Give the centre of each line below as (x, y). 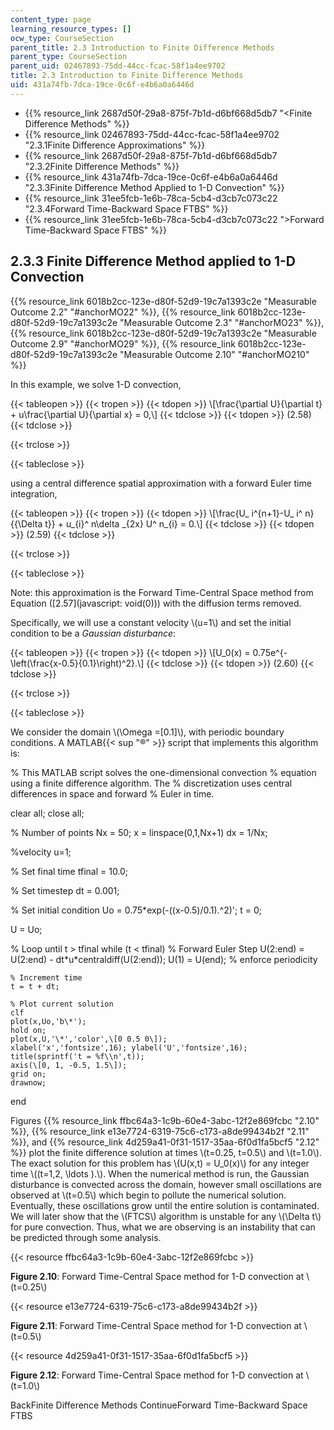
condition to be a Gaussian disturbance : (93, 633)
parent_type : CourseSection (69, 57)
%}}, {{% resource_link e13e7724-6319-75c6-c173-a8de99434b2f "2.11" (160, 1131)
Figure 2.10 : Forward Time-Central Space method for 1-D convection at (157, 1276)
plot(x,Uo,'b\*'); (48, 1021)
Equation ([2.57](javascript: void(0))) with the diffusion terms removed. (156, 603)
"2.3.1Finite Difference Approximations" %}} (115, 145)
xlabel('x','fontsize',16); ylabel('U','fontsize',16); (129, 1047)
